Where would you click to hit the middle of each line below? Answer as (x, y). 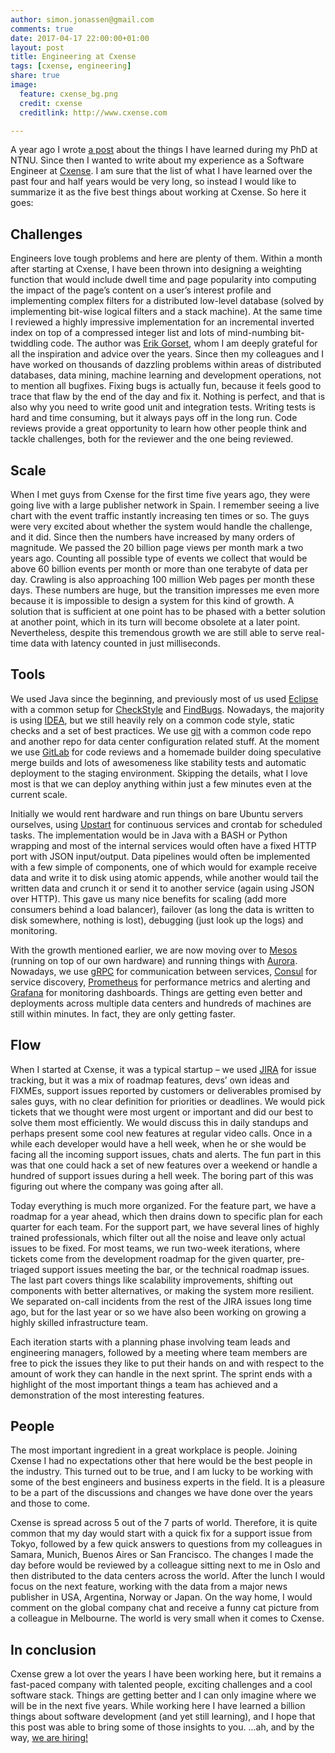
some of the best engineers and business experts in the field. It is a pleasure (167, 1482)
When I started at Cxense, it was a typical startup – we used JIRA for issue (163, 1069)
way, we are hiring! (49, 1738)
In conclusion (53, 1649)
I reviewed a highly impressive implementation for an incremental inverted (162, 322)
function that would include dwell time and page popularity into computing (163, 280)
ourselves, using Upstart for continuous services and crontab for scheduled (166, 824)
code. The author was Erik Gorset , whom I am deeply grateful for (184, 343)
